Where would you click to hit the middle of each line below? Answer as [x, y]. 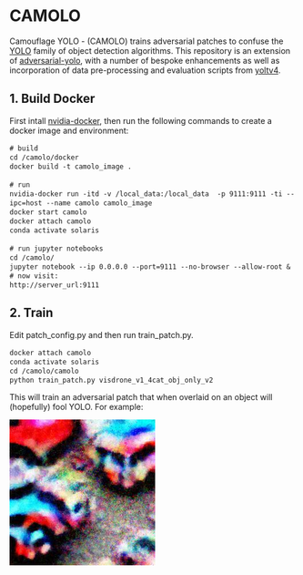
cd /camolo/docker [44, 157]
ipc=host [26, 203]
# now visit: [34, 276]
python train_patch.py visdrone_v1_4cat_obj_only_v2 [111, 380]
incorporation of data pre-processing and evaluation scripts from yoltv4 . [145, 70]
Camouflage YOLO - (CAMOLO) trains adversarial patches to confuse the [146, 41]
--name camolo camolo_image [99, 203]
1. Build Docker [52, 99]
